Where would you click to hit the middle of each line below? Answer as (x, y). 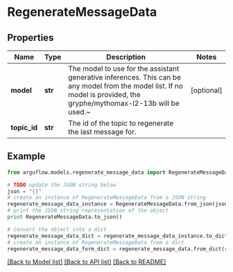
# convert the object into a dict (57, 229)
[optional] (206, 90)
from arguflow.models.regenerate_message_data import (87, 172)
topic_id (24, 127)
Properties (31, 38)
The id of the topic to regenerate (121, 123)
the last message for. (102, 132)
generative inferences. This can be (125, 77)
